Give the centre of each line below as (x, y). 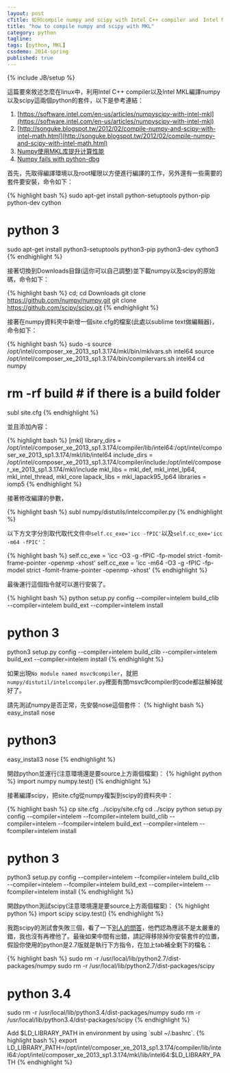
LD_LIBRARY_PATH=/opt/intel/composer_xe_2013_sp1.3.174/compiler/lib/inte (114, 1048)
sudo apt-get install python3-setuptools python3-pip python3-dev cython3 (113, 249)
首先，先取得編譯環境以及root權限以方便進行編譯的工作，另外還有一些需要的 (115, 173)
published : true (30, 58)
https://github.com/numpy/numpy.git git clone (72, 300)
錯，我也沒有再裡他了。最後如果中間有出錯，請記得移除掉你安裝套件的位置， (115, 937)
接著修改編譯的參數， (37, 498)
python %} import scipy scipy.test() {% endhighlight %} (86, 914)
